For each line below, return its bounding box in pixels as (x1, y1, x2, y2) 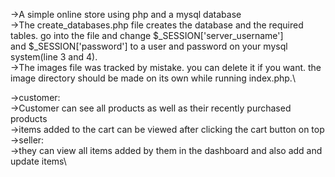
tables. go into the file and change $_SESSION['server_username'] (10, 30, 284, 41)
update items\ (10, 155, 67, 167)
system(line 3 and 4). (10, 51, 98, 63)
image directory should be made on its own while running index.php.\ (10, 72, 296, 84)
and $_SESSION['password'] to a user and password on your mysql (10, 40, 288, 52)
